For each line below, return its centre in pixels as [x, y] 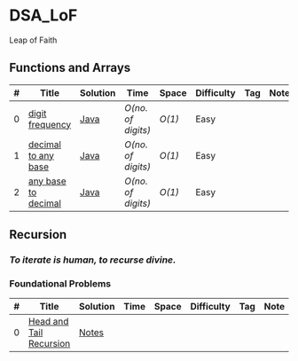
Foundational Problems [60, 283]
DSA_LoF [43, 16]
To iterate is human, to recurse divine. [93, 260]
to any [41, 155]
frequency [50, 124]
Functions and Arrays [70, 68]
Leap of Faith [33, 40]
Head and [48, 322]
